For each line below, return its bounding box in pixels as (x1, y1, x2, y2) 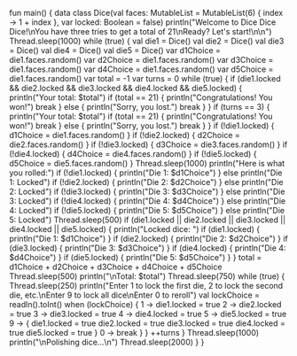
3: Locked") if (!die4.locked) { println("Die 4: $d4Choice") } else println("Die (9, 196, 286, 206)
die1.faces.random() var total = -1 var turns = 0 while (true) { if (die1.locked (9, 74, 281, 83)
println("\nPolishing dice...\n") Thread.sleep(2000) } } (9, 337, 205, 347)
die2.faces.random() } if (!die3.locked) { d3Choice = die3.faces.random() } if (9, 139, 288, 150)
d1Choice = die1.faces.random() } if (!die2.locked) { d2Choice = (9, 130, 241, 140)
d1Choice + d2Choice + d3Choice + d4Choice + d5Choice (9, 261, 223, 272)
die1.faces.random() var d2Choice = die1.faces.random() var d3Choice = (9, 55, 274, 65)
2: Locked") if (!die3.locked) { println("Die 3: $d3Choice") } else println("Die (9, 186, 285, 197)
